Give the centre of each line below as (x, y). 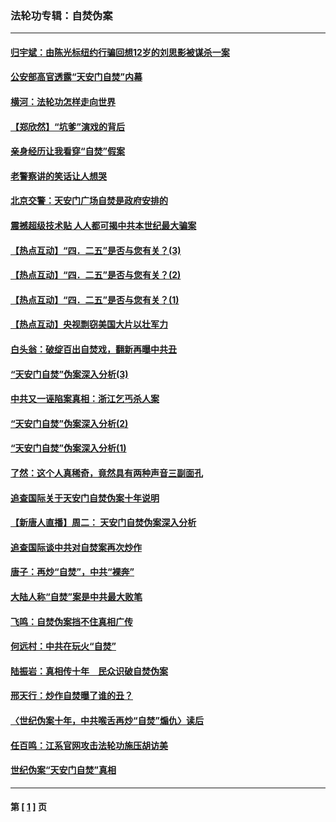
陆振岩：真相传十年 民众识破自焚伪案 (89, 671)
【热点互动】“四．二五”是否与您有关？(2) (96, 275)
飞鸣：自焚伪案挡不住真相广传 (71, 621)
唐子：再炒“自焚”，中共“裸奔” (72, 572)
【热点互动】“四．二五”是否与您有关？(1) (95, 299)
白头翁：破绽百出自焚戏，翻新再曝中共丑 (93, 349)
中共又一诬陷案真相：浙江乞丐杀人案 (85, 399)
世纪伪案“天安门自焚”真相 (63, 770)
